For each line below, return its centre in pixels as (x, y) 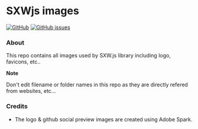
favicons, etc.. (23, 62)
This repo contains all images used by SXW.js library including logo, (89, 56)
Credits (17, 107)
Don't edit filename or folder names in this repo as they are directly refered (97, 85)
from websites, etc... (31, 91)
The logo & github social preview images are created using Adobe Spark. (103, 119)
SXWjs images (43, 11)
